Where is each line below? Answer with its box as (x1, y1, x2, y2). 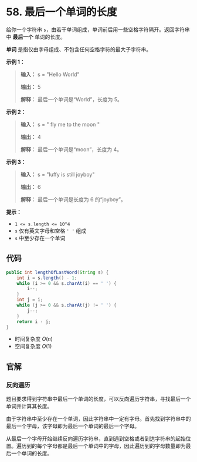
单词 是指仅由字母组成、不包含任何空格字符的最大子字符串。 (6, 45, 151, 53)
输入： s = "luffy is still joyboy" (20, 171, 95, 178)
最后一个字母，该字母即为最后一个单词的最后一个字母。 (6, 423, 140, 430)
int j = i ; (16, 297, 43, 303)
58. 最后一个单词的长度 (6, 5, 117, 19)
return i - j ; (16, 318, 51, 324)
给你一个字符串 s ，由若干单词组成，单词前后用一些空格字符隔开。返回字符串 (6, 26, 191, 33)
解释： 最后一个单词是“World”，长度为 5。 (20, 95, 123, 103)
